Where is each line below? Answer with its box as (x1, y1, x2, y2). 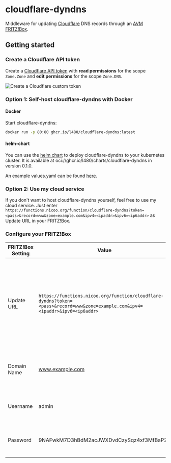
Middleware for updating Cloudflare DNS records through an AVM (5, 20, 144, 27)
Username (8, 403, 33, 410)
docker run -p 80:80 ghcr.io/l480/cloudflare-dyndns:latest (5, 129, 136, 135)
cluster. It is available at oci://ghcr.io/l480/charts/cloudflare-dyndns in (5, 157, 152, 163)
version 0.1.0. (5, 162, 33, 169)
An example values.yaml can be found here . (5, 173, 98, 179)
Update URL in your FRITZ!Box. (5, 218, 71, 224)
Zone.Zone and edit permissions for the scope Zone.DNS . (5, 73, 123, 79)
